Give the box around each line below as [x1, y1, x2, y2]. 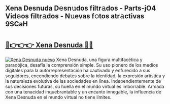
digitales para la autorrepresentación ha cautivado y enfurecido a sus [5, 68, 151, 73]
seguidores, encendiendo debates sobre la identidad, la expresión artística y [5, 73, 165, 79]
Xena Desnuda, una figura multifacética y [56, 57, 143, 63]
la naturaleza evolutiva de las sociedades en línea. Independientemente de [5, 78, 161, 84]
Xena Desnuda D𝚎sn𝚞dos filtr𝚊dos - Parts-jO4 [5, 4, 156, 13]
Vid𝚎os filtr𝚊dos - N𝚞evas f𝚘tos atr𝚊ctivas [5, 12, 145, 21]
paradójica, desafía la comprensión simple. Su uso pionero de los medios [5, 62, 158, 68]
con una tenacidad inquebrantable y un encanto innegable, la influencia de [5, 89, 161, 95]
